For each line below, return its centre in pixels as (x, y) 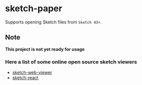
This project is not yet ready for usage (45, 49)
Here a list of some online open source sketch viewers (71, 62)
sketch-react (25, 78)
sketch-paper (34, 9)
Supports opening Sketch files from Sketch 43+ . (53, 22)
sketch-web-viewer (32, 73)
